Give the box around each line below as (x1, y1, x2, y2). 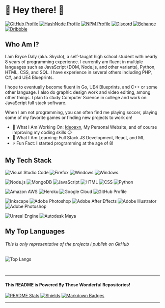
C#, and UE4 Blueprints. (5, 74, 54, 80)
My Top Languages (5, 227, 65, 235)
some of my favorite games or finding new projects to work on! (5, 115, 133, 120)
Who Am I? (5, 40, 39, 49)
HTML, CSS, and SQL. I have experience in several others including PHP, (5, 69, 152, 75)
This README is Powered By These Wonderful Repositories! (5, 281, 131, 288)
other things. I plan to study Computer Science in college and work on (5, 94, 147, 100)
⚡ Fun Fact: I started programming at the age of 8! (12, 140, 114, 146)
